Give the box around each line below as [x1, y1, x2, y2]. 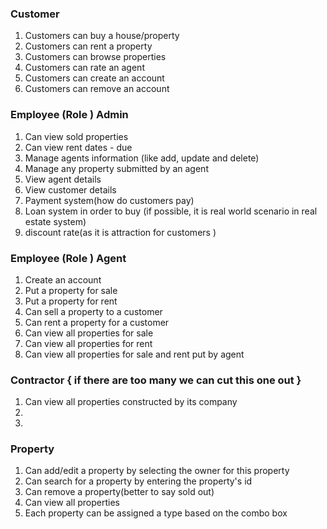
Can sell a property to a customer [24, 305, 163, 317]
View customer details [24, 183, 117, 196]
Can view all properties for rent [24, 337, 153, 349]
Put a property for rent [24, 295, 118, 307]
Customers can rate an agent [24, 62, 145, 74]
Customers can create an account [24, 72, 165, 84]
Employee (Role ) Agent [10, 251, 127, 265]
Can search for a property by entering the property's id [24, 475, 253, 487]
